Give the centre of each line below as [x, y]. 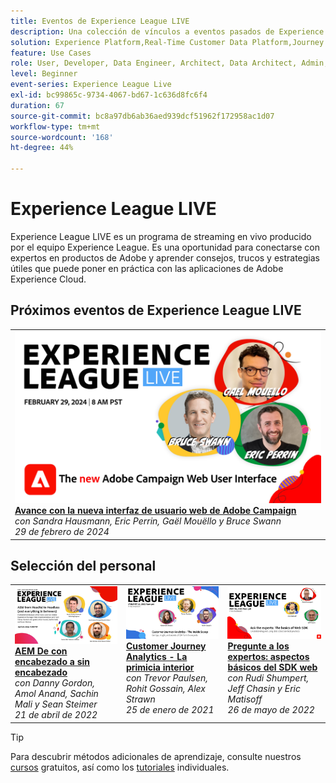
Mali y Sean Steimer [56, 704]
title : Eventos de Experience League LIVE [100, 21]
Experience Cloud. [48, 279]
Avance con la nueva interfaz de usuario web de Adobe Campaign [155, 511]
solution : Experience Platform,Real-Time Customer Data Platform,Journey [167, 42]
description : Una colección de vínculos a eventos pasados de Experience [167, 31]
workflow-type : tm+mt [55, 126]
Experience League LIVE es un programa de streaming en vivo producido [161, 236]
